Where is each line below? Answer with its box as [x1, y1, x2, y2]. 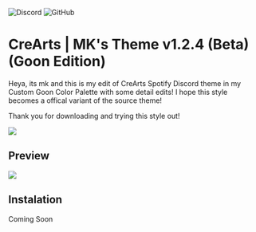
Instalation [8, 193, 62, 206]
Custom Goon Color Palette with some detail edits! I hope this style [8, 87, 228, 96]
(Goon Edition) [8, 53, 106, 71]
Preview [8, 149, 50, 163]
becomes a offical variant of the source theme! [8, 96, 162, 105]
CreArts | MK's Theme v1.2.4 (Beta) [8, 36, 250, 53]
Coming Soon [8, 214, 53, 223]
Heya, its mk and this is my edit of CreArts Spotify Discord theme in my [8, 78, 242, 88]
